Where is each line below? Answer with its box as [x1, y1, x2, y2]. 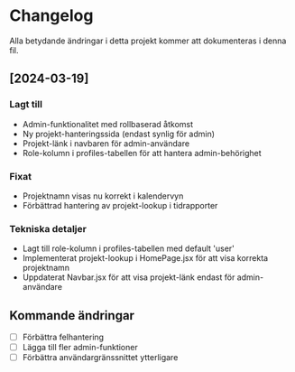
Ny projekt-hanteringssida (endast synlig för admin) [22, 128, 215, 139]
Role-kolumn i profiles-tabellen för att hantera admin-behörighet [22, 147, 262, 158]
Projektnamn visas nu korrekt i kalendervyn [22, 191, 184, 201]
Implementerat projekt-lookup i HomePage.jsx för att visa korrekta [22, 253, 269, 264]
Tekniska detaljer [9, 222, 88, 235]
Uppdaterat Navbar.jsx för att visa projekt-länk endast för [22, 272, 235, 283]
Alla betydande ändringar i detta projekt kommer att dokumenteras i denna [9, 35, 287, 46]
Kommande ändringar [9, 308, 135, 323]
